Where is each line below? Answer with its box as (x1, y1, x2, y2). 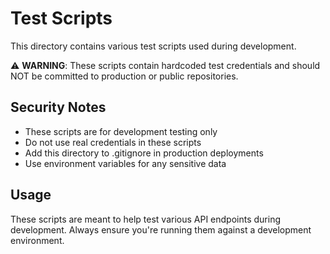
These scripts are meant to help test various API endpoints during (10, 213, 282, 225)
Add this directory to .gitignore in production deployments (24, 147, 264, 159)
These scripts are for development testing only (24, 125, 218, 137)
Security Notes (10, 99, 107, 116)
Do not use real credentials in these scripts (24, 136, 202, 148)
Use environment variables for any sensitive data (24, 157, 227, 169)
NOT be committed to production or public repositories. (10, 70, 239, 82)
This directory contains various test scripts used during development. (10, 40, 297, 52)
